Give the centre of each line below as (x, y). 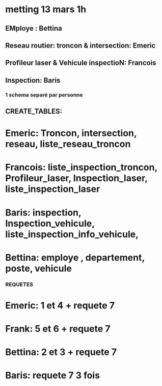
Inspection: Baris (33, 80)
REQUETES (19, 284)
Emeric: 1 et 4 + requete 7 (60, 305)
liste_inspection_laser (53, 189)
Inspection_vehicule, (50, 223)
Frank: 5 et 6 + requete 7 (58, 329)
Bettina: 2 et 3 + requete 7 (61, 352)
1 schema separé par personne (44, 94)
